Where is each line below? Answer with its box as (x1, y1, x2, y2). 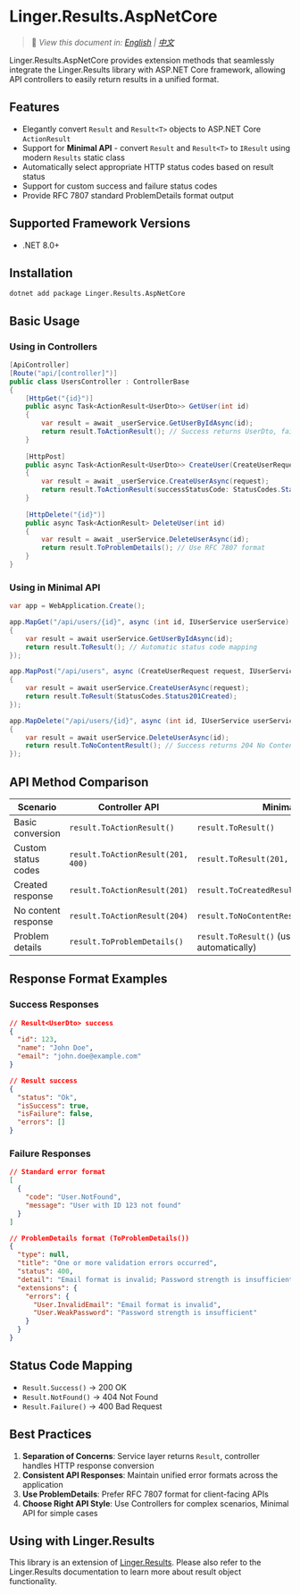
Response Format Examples (9, 972, 168, 987)
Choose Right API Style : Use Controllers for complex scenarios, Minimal (21, 1498, 289, 1508)
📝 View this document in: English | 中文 (30, 37, 175, 47)
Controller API (97, 801, 160, 814)
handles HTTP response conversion (21, 1460, 154, 1471)
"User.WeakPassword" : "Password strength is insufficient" (32, 1308, 257, 1318)
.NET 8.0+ (21, 240, 60, 250)
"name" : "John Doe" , (17, 1043, 94, 1052)
